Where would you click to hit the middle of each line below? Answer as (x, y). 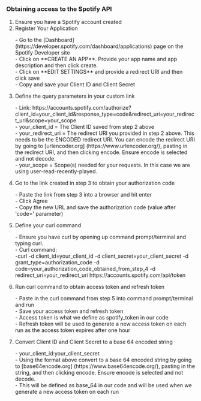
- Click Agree (31, 201)
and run (25, 305)
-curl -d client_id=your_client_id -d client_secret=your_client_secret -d (102, 256)
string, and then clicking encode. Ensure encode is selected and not (99, 373)
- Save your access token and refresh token (69, 311)
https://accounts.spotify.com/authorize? (82, 108)
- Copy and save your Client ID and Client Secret (75, 85)
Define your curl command (48, 225)
